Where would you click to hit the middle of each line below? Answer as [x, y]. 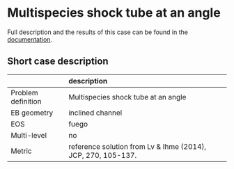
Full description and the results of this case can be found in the [97, 32]
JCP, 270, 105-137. [103, 155]
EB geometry [32, 113]
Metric [22, 151]
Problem [24, 92]
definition [26, 101]
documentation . [30, 39]
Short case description [58, 62]
